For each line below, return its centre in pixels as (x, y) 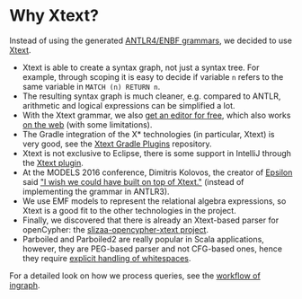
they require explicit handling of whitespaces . (107, 258)
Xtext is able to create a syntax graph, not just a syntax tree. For (141, 67)
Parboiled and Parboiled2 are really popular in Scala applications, (143, 239)
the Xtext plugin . (53, 163)
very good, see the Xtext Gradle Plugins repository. (117, 144)
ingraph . (25, 285)
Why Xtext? (54, 16)
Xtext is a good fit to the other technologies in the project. (129, 210)
